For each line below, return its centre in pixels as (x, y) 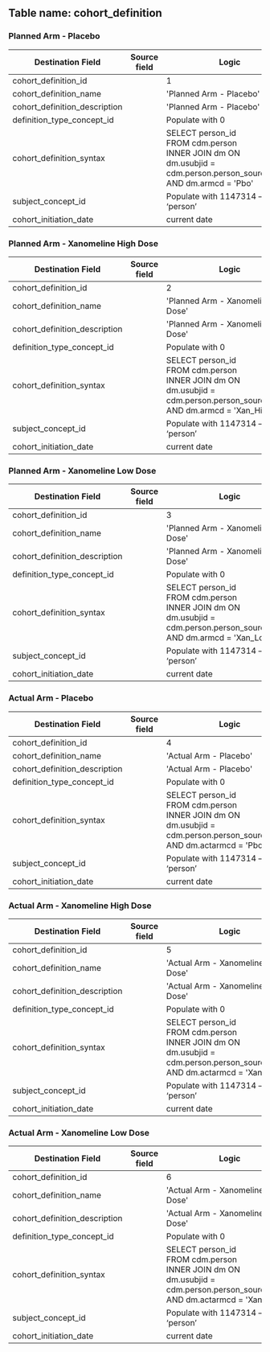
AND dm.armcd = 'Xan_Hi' (215, 410)
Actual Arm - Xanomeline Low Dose (79, 1132)
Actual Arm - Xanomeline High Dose (80, 906)
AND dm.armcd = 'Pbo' (210, 183)
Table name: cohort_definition (85, 13)
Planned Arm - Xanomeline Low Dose (82, 471)
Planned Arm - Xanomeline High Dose (84, 243)
